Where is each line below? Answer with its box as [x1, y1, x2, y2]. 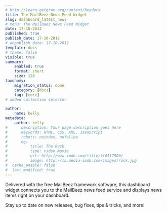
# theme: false [5, 50, 37, 55]
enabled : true [14, 64, 44, 69]
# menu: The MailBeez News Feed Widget [5, 21, 90, 27]
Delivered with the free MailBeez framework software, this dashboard [5, 181, 150, 188]
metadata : [5, 116, 26, 121]
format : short [14, 69, 44, 74]
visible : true [5, 54, 35, 60]
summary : [5, 59, 24, 64]
